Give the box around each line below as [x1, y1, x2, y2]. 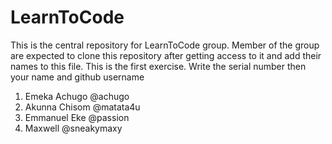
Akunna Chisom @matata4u [24, 101, 141, 113]
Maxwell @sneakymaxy [24, 122, 123, 134]
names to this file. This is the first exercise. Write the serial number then [10, 60, 307, 72]
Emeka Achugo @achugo [24, 90, 130, 102]
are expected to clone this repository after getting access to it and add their [10, 49, 322, 61]
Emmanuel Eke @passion [24, 111, 130, 123]
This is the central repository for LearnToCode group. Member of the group [10, 39, 320, 51]
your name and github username [10, 71, 145, 83]
